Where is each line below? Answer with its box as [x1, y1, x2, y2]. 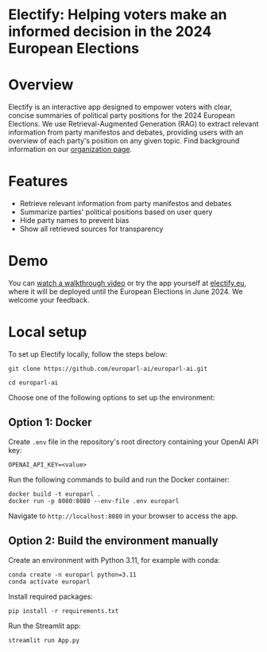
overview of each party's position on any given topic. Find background [8, 136, 240, 146]
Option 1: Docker [8, 416, 92, 429]
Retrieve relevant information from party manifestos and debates [19, 199, 232, 209]
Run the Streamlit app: [8, 621, 81, 631]
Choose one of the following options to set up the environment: [8, 392, 215, 402]
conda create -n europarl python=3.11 [8, 571, 137, 579]
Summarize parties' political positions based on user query [19, 207, 213, 217]
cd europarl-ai [8, 378, 59, 387]
